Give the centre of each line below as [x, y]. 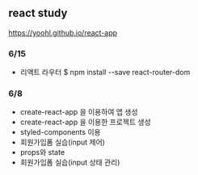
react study [38, 13]
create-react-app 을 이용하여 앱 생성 [79, 112]
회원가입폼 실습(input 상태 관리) [70, 162]
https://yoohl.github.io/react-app [63, 32]
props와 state [42, 152]
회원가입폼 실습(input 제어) [62, 142]
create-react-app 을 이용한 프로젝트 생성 [85, 122]
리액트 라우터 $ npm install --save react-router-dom [105, 73]
